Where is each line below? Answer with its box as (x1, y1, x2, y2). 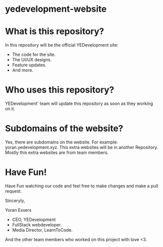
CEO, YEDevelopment (12, 217, 56, 222)
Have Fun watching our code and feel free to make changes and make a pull (5, 183, 159, 189)
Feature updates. (12, 62, 46, 68)
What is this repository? (5, 26, 104, 37)
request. (5, 188, 22, 194)
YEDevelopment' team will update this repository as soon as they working (5, 100, 153, 106)
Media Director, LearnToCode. (12, 227, 73, 233)
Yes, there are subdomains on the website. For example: (5, 139, 118, 145)
